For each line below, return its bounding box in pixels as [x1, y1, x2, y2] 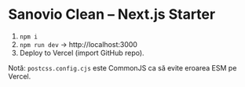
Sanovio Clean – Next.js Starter [8, 5, 216, 24]
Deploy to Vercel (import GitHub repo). [19, 48, 144, 57]
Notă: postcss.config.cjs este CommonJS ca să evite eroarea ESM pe [8, 63, 237, 72]
